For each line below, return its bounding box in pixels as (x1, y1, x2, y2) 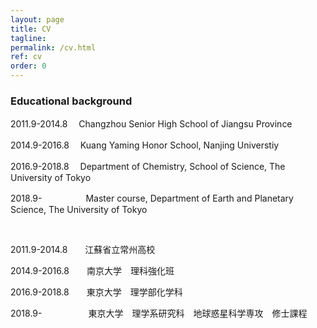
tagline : (10, 33, 47, 43)
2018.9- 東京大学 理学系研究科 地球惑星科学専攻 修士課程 (10, 307, 308, 320)
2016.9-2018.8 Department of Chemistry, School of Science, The (10, 161, 286, 173)
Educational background (10, 94, 133, 108)
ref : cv (10, 52, 43, 62)
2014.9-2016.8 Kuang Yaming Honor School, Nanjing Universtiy (10, 139, 280, 151)
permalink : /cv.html (10, 42, 97, 53)
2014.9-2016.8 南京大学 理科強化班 (10, 265, 175, 277)
